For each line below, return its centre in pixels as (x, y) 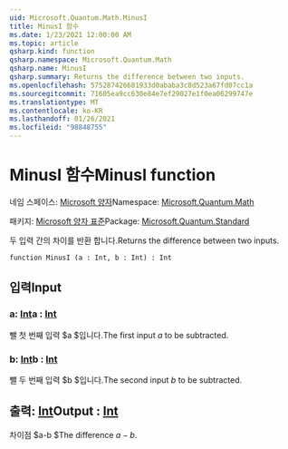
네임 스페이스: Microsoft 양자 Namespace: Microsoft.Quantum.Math (132, 201)
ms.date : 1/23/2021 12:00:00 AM (70, 34)
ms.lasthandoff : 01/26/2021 (62, 119)
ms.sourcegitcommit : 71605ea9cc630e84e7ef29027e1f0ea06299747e (131, 93)
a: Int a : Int (33, 314)
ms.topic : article (44, 43)
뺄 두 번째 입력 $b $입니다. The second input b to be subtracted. (126, 380)
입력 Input (35, 288)
